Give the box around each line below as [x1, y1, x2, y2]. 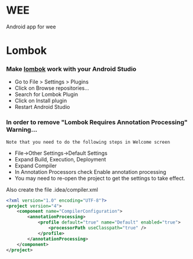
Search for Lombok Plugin [14, 91, 78, 98]
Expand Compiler [14, 162, 57, 169]
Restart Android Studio [14, 103, 70, 111]
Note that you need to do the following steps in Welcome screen [6, 139, 170, 145]
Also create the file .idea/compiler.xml [6, 186, 99, 193]
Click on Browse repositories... [14, 85, 90, 92]
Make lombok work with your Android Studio [6, 65, 137, 73]
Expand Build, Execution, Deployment [14, 156, 106, 163]
